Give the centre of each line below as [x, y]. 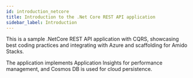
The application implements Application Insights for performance [84, 63]
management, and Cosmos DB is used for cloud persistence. [79, 69]
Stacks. [15, 52]
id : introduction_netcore [37, 11]
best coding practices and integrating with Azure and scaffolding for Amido [97, 45]
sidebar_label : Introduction [42, 22]
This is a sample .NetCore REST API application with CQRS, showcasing [93, 39]
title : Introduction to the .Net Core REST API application [81, 17]
